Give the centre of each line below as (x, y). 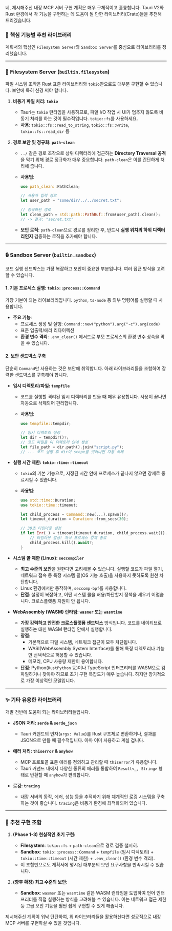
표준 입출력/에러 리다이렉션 (47, 331)
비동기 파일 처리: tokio (35, 101)
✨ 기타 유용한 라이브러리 (34, 700)
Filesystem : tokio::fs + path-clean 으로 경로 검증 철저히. (79, 845)
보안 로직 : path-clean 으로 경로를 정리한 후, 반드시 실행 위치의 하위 (86, 229)
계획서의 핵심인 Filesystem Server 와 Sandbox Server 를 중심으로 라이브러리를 (83, 47)
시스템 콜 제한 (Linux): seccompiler (48, 558)
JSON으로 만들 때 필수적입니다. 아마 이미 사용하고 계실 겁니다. (82, 740)
